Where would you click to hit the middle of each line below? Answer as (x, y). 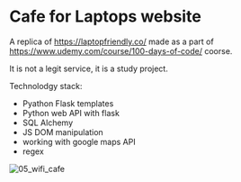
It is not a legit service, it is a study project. (89, 68)
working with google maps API (79, 141)
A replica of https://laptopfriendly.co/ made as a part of (112, 41)
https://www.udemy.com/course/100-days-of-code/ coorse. (121, 50)
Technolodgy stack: (46, 86)
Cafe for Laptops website (106, 17)
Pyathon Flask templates (68, 103)
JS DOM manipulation (62, 132)
